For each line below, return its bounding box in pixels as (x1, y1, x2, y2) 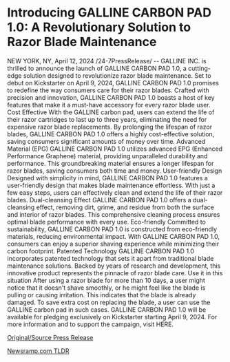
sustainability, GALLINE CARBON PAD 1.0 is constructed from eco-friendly (7, 225, 218, 233)
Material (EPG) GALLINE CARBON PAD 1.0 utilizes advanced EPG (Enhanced (7, 145, 222, 153)
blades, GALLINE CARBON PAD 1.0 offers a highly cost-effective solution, (7, 129, 215, 138)
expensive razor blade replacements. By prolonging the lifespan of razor (7, 123, 212, 131)
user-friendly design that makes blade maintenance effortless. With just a (7, 181, 216, 189)
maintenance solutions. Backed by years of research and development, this (7, 262, 221, 270)
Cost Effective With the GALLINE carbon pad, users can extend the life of (7, 108, 215, 116)
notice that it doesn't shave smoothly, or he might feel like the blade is (7, 284, 206, 292)
